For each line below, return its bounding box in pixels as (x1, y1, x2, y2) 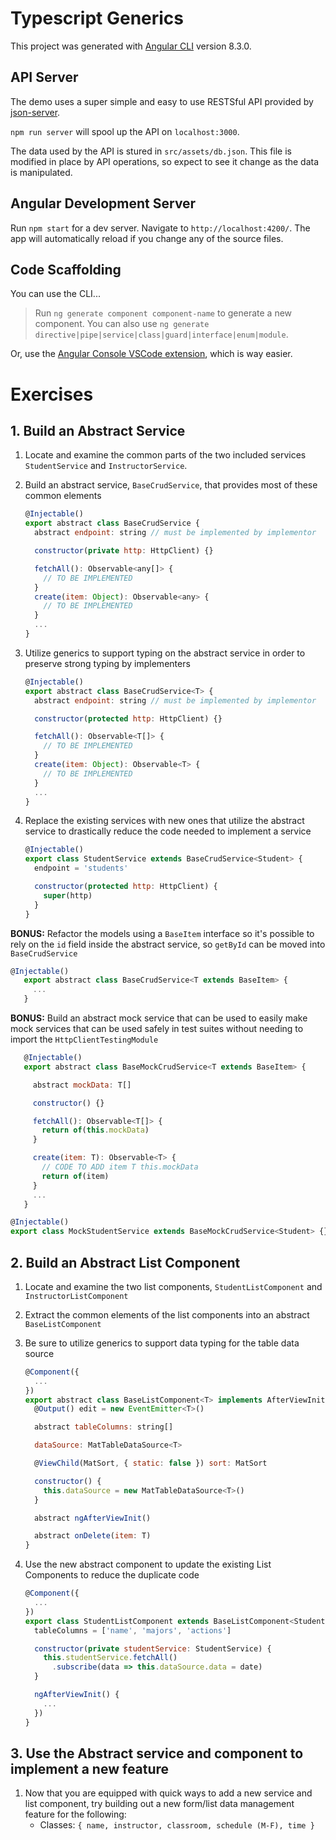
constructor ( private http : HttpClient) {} (34, 546, 214, 556)
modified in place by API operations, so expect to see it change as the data (10, 155, 320, 167)
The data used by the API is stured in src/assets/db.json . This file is (10, 145, 292, 157)
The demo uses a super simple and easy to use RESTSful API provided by (10, 95, 314, 107)
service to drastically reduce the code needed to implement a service (24, 825, 312, 837)
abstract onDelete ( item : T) (34, 1531, 152, 1541)
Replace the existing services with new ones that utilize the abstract (24, 815, 305, 827)
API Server (10, 69, 79, 86)
